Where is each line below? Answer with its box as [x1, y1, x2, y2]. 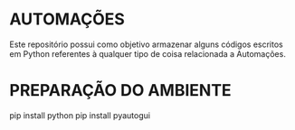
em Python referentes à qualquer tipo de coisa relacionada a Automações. [9, 48, 287, 59]
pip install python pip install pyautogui [9, 109, 151, 121]
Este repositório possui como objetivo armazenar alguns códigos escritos [9, 39, 283, 50]
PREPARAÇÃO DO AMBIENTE [9, 80, 233, 101]
